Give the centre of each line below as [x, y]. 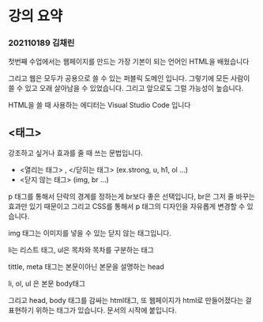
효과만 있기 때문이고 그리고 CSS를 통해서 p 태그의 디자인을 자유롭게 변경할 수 [127, 206]
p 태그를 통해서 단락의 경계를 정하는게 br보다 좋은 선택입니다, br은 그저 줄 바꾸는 [131, 197]
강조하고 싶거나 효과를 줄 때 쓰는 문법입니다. [76, 153]
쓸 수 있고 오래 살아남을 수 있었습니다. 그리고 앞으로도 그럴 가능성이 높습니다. [126, 89]
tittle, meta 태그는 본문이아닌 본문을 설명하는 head [86, 267]
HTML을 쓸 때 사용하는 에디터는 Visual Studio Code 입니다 [100, 105]
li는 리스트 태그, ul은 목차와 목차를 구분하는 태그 [81, 250]
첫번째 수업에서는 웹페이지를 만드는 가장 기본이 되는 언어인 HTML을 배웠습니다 [129, 62]
